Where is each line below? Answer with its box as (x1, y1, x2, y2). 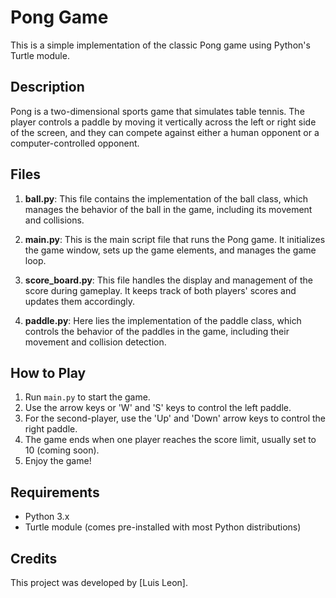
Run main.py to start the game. (24, 391, 151, 403)
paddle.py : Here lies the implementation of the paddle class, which (24, 314, 302, 326)
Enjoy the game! (24, 455, 92, 467)
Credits (10, 550, 58, 567)
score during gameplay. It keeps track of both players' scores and (24, 284, 297, 296)
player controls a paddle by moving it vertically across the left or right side (10, 116, 317, 128)
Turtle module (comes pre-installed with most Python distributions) (24, 521, 302, 533)
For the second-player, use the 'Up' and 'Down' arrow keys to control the (24, 412, 327, 425)
